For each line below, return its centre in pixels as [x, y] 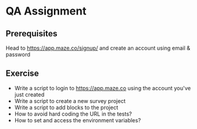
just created [29, 94]
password [18, 55]
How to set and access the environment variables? [78, 120]
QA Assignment [46, 11]
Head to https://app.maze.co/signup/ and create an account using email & [98, 48]
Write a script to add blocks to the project [66, 107]
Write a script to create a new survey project [70, 101]
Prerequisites [32, 34]
